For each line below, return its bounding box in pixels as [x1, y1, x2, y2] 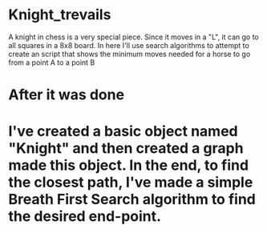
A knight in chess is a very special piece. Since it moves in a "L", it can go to [8, 32, 259, 42]
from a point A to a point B [8, 58, 95, 67]
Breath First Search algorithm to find [8, 191, 257, 209]
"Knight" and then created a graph [8, 139, 244, 158]
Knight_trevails [8, 6, 111, 24]
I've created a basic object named [8, 123, 238, 141]
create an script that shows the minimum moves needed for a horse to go [8, 49, 251, 58]
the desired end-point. [8, 207, 162, 226]
